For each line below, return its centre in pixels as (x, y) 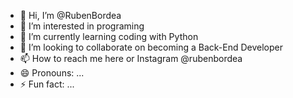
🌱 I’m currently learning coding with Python (109, 36)
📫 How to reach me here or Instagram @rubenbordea (131, 58)
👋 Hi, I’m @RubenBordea (70, 15)
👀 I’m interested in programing (82, 26)
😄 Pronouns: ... (52, 73)
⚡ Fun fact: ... (47, 84)
